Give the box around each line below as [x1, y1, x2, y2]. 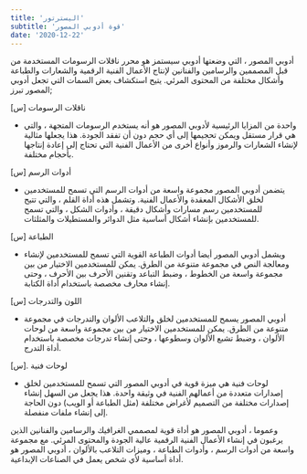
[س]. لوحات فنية [10, 360, 68, 371]
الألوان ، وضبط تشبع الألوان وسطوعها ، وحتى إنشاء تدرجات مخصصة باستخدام [23, 332, 285, 343]
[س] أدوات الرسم [10, 166, 72, 178]
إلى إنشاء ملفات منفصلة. [23, 407, 109, 418]
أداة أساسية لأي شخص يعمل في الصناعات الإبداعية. [10, 454, 184, 465]
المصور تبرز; [10, 84, 53, 96]
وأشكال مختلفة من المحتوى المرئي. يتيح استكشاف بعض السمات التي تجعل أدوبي [10, 75, 284, 86]
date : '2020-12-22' [10, 30, 85, 39]
